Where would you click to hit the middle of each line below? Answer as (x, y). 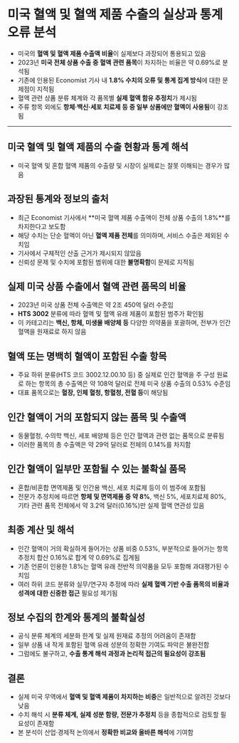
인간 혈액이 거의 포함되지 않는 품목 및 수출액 (97, 417)
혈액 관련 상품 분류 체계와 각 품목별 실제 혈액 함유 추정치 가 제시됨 (107, 98)
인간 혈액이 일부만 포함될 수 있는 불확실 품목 (97, 469)
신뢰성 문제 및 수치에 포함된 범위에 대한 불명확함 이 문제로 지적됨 (106, 262)
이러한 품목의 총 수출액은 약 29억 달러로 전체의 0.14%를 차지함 (104, 444)
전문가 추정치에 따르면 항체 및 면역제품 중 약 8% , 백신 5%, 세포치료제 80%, (122, 496)
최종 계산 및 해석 (41, 530)
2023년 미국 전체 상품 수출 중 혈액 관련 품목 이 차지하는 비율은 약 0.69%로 (119, 62)
